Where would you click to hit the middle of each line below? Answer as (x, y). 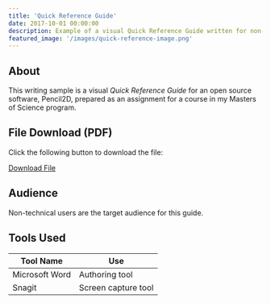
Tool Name (42, 260)
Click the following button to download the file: (86, 152)
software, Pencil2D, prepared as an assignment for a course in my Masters (132, 99)
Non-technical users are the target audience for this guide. (106, 212)
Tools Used (37, 238)
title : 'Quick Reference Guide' (63, 16)
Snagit (25, 287)
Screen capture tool (116, 287)
